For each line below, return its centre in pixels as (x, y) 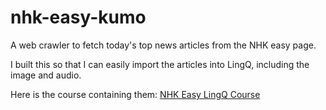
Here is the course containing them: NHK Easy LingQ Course (135, 94)
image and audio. (46, 75)
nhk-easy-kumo (78, 17)
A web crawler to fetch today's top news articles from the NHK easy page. (163, 45)
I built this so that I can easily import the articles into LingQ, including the (160, 64)
